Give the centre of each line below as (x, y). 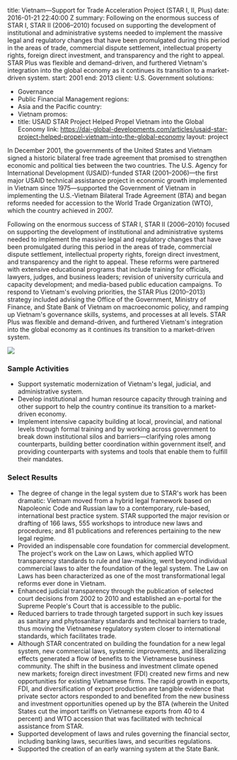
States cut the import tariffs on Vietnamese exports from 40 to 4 (111, 711)
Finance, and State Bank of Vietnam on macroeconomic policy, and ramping (118, 307)
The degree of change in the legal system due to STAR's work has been (122, 493)
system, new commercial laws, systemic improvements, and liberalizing (122, 651)
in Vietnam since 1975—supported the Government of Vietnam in (102, 188)
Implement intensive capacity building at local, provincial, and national (120, 422)
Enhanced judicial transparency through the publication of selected (115, 591)
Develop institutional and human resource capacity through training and (122, 399)
